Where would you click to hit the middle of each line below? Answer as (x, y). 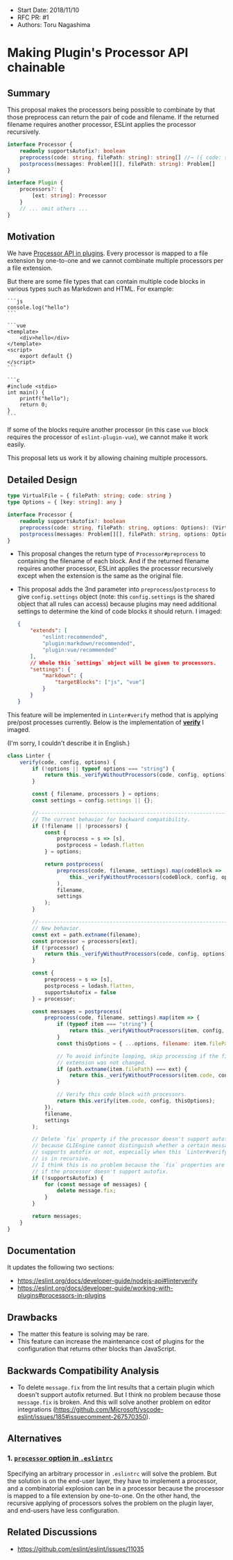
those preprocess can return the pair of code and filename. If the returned (113, 117)
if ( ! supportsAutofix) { (68, 1178)
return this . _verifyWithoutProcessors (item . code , (142, 1075)
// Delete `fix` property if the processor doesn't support (121, 1139)
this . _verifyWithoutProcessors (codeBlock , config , (144, 877)
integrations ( (36, 1409)
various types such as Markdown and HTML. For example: (90, 289)
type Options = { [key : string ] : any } (65, 502)
